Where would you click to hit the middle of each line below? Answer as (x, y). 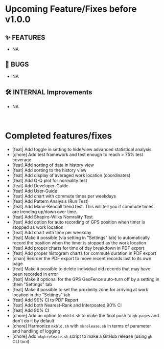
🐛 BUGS (17, 65)
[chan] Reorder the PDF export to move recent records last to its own (82, 258)
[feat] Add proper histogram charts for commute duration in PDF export (84, 253)
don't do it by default (33, 321)
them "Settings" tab (32, 284)
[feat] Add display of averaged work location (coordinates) (71, 175)
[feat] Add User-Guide (35, 191)
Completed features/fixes (59, 136)
